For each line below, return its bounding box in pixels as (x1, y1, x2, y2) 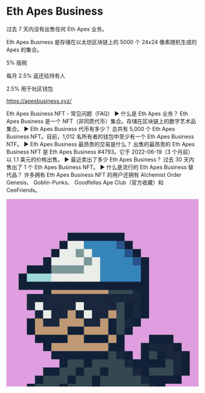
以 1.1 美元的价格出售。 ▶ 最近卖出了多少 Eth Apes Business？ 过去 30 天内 (6, 155, 195, 163)
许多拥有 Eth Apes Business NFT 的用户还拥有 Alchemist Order (23, 171, 182, 178)
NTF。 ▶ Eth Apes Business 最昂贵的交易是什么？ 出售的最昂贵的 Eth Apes (6, 140, 195, 148)
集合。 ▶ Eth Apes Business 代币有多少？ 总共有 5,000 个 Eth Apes (6, 125, 175, 132)
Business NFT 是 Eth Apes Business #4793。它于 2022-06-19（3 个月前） (6, 148, 194, 155)
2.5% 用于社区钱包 (6, 84, 54, 92)
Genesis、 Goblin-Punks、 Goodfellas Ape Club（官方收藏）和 (6, 179, 164, 186)
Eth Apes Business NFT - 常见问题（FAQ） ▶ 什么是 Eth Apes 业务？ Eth (6, 110, 189, 117)
